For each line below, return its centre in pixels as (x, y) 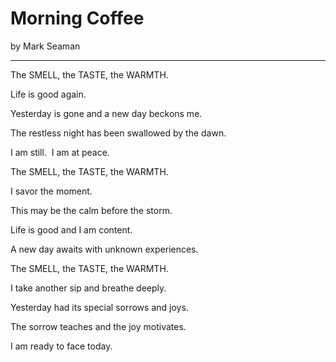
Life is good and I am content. (71, 229)
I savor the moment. (51, 191)
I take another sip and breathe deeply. (88, 288)
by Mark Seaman (45, 46)
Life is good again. (48, 94)
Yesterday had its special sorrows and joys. (99, 307)
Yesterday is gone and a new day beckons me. (106, 113)
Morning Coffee (77, 18)
